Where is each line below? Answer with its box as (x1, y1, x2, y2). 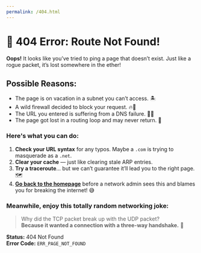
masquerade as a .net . (14, 152, 72, 159)
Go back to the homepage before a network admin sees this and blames (14, 180, 196, 187)
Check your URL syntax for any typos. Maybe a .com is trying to (14, 145, 174, 152)
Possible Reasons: (6, 78, 77, 89)
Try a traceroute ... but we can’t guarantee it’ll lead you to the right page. (14, 164, 195, 172)
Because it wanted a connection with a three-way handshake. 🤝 (20, 221, 184, 229)
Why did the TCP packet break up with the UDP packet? (20, 215, 160, 222)
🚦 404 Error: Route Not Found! (6, 34, 161, 48)
